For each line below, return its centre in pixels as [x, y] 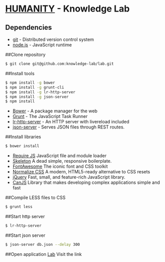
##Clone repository [25, 54]
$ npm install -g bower [30, 83]
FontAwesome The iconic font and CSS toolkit [60, 166]
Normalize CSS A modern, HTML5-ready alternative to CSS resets [81, 172]
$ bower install [22, 146]
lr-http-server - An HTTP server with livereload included [71, 122]
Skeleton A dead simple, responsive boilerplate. [62, 161]
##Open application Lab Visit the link [44, 254]
